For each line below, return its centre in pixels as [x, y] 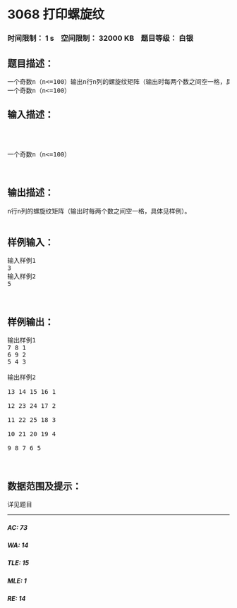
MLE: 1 [17, 581]
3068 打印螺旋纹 [56, 14]
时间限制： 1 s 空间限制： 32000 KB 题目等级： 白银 [101, 38]
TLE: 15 [18, 563]
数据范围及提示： [44, 486]
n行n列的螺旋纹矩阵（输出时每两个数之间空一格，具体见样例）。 [99, 211]
